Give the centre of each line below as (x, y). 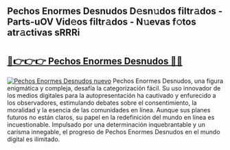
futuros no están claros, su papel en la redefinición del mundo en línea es (111, 117)
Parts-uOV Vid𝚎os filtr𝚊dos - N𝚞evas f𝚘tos (102, 22)
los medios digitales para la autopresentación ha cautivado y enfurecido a (112, 96)
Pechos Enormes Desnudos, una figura (168, 81)
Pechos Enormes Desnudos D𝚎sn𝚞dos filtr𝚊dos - (115, 11)
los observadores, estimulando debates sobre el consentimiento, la (102, 103)
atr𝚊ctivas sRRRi (44, 33)
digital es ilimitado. (34, 139)
